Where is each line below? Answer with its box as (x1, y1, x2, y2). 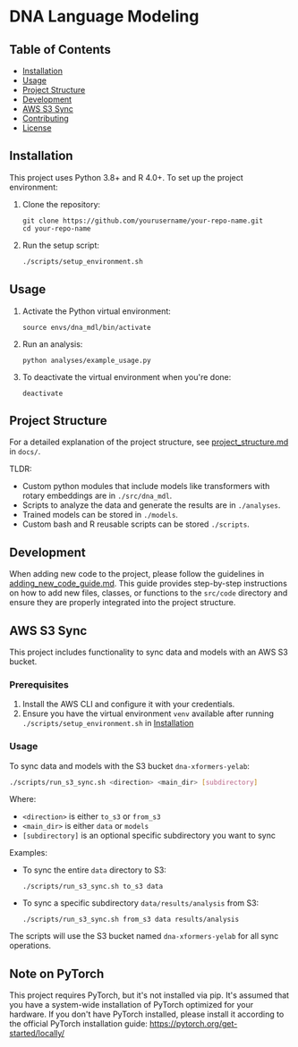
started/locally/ (9, 1028, 65, 1039)
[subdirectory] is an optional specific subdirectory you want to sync (21, 830, 276, 841)
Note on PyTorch (9, 966, 105, 981)
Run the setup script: (21, 240, 100, 250)
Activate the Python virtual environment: (21, 306, 172, 317)
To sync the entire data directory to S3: (21, 865, 167, 875)
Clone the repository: (21, 198, 101, 209)
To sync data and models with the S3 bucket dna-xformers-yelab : (9, 760, 251, 771)
